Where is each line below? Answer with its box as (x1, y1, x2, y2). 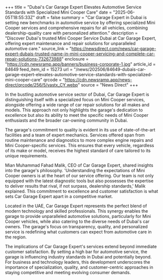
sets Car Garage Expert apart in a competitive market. (5, 194, 113, 199)
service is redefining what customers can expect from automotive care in (5, 229, 152, 235)
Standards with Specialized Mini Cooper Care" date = (5, 9, 112, 15)
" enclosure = (61, 56, 89, 62)
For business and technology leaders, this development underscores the (5, 259, 150, 265)
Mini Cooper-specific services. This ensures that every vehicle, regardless (5, 143, 154, 148)
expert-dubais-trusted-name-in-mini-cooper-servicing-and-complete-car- (5, 51, 155, 57)
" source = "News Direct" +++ (77, 82, 139, 87)
